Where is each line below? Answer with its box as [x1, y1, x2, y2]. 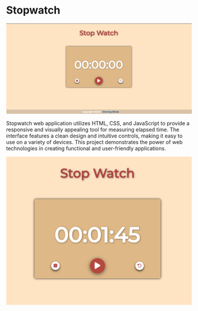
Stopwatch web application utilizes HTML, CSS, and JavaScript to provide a [6, 120, 190, 127]
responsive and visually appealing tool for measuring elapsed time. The [6, 126, 180, 133]
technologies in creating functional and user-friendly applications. [6, 145, 166, 152]
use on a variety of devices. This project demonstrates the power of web [6, 139, 183, 146]
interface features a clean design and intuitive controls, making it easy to [6, 132, 183, 139]
